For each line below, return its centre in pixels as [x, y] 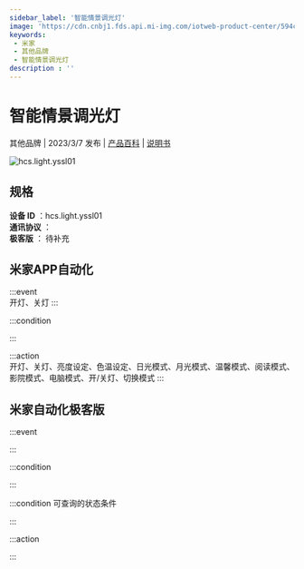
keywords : [28, 34]
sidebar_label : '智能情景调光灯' [67, 18]
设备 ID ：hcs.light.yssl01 [56, 215]
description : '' [42, 69]
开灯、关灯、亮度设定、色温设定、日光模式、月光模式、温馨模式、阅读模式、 [152, 367]
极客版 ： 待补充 [39, 238]
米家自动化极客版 [57, 409]
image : [22, 26]
